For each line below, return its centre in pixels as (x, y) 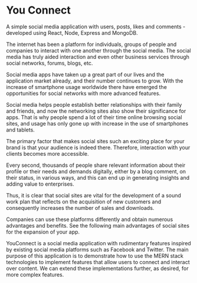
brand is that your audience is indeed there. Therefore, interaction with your (98, 147)
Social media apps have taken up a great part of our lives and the (85, 74)
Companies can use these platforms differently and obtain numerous (90, 219)
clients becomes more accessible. (48, 153)
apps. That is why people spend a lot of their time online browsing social (94, 117)
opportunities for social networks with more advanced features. (83, 93)
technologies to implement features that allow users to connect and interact (98, 262)
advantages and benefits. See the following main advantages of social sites (98, 225)
